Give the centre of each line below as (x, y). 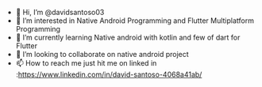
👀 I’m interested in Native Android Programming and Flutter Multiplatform (135, 21)
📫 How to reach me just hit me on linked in (86, 63)
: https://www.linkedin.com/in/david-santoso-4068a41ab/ (109, 74)
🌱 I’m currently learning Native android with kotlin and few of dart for (128, 37)
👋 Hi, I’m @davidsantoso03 (60, 12)
